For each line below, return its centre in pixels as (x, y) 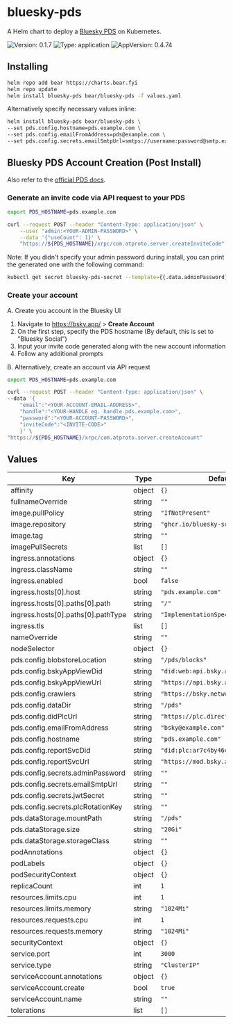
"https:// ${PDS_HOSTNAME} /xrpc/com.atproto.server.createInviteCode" (122, 244)
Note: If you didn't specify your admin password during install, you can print (116, 257)
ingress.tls (27, 626)
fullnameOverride (39, 502)
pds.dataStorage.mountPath (57, 818)
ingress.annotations (43, 559)
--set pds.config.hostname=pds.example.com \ (74, 128)
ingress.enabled (37, 581)
